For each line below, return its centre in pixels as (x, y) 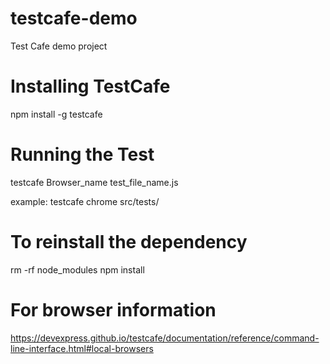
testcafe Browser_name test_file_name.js (94, 182)
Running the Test (82, 154)
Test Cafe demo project (59, 46)
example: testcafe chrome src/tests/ (85, 201)
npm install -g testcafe (56, 114)
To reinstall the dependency (129, 242)
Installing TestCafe (90, 86)
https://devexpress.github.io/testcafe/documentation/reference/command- (165, 338)
